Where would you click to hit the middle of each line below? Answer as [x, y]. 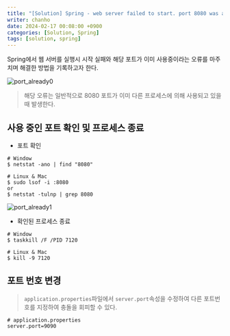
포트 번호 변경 [34, 281]
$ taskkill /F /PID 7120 [42, 240]
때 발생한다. [40, 104]
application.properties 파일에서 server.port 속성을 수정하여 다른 [113, 298]
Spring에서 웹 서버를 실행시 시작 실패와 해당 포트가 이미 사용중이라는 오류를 [107, 60]
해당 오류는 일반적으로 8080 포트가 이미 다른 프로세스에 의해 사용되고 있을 [123, 96]
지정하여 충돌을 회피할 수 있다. [77, 307]
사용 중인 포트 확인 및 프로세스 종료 [76, 128]
